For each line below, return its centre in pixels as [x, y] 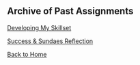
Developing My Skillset [39, 27]
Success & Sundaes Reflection [50, 41]
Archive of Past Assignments [70, 11]
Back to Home [27, 54]
